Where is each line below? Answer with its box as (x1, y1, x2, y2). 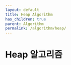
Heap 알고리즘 (5, 49, 63, 60)
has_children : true (5, 16, 46, 21)
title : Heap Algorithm (5, 12, 53, 17)
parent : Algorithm (5, 21, 44, 26)
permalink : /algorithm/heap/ (5, 26, 66, 31)
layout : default (5, 7, 39, 12)
